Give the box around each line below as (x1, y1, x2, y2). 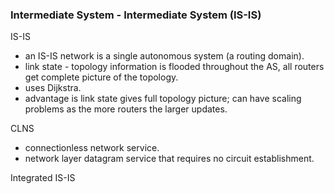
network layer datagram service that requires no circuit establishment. (24, 153, 315, 165)
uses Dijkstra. (24, 82, 82, 94)
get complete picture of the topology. (24, 71, 179, 83)
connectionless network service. (24, 142, 160, 154)
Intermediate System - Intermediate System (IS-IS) (10, 8, 262, 22)
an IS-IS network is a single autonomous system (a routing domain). (24, 50, 305, 62)
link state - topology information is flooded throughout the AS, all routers (24, 61, 325, 73)
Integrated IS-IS (10, 172, 76, 184)
